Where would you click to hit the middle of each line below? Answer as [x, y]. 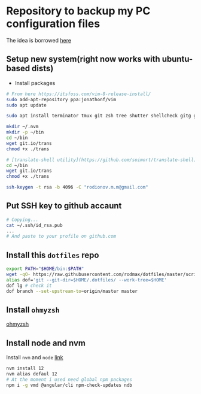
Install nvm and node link [35, 357]
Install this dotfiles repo [53, 255]
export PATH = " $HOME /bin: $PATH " [45, 269]
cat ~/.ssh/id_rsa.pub [34, 225]
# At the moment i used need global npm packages [69, 379]
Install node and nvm [46, 343]
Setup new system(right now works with [83, 59]
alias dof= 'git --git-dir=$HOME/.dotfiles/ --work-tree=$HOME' [87, 280]
